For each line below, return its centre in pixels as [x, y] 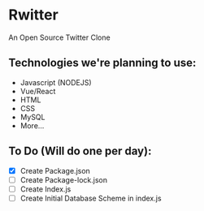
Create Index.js [46, 189]
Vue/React [38, 91]
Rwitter [33, 15]
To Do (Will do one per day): [80, 151]
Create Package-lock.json [64, 179]
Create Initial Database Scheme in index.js [91, 198]
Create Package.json [55, 170]
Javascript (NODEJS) [56, 82]
